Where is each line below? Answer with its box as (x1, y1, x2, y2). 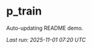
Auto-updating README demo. (6, 24, 84, 32)
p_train (6, 4, 42, 18)
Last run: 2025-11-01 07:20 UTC (6, 36, 86, 43)
